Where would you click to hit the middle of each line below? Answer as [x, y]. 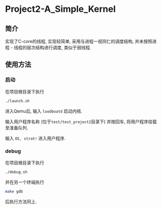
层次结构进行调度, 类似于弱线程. [59, 47]
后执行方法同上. [21, 202]
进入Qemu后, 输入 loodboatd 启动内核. [44, 111]
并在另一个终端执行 [25, 182]
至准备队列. [17, 127]
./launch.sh [17, 101]
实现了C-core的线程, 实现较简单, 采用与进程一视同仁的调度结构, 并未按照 [79, 41]
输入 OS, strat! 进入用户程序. [35, 138]
